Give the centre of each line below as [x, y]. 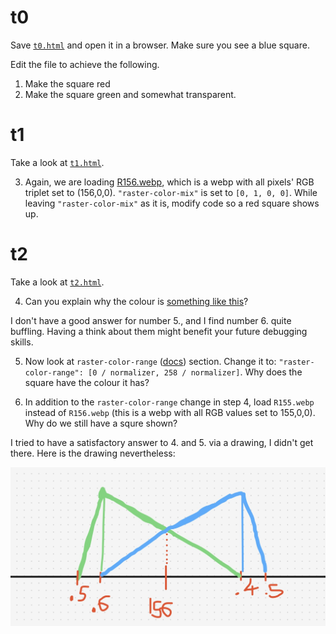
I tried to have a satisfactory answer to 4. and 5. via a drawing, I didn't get [162, 442]
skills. [22, 342]
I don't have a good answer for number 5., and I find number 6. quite [151, 320]
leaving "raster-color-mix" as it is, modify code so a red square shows [172, 203]
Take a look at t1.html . [57, 162]
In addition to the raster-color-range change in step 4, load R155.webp [169, 402]
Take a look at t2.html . [57, 282]
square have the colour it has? [87, 382]
